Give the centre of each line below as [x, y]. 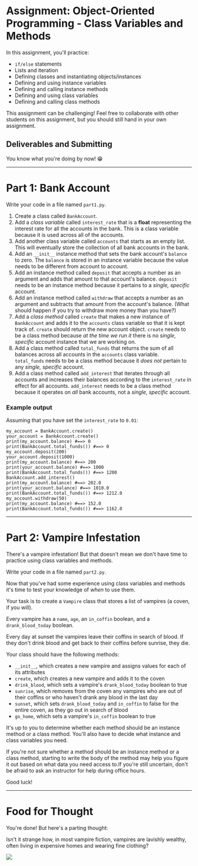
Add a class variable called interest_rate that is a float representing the [103, 222]
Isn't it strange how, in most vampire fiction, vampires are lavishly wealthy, [96, 839]
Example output [29, 407]
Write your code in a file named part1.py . [56, 204]
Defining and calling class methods [57, 101]
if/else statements [38, 64]
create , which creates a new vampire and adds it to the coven [90, 678]
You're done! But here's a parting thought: [57, 828]
